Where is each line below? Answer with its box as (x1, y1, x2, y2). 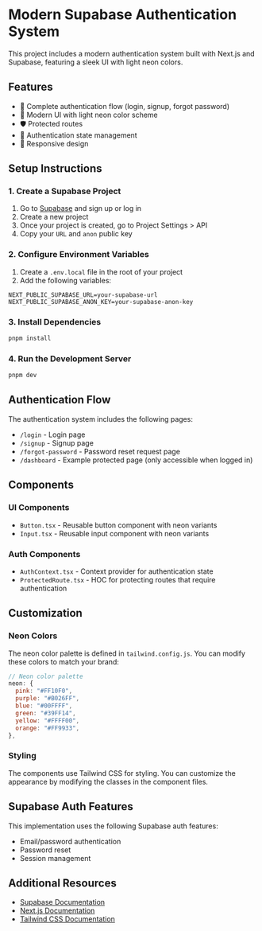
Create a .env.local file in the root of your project (19, 267, 183, 276)
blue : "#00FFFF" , (15, 702, 73, 710)
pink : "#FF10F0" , (15, 687, 73, 695)
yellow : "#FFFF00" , (15, 716, 80, 725)
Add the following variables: (19, 275, 112, 285)
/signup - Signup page (19, 438, 94, 447)
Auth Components (8, 548, 81, 559)
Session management (19, 853, 91, 863)
